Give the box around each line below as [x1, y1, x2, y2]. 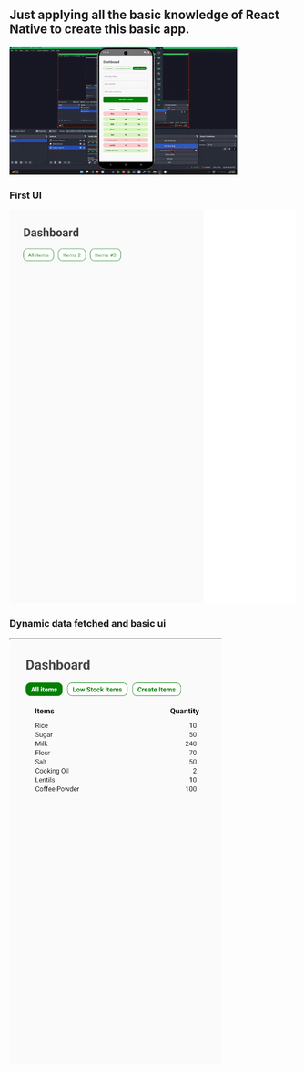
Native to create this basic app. [9, 22, 190, 37]
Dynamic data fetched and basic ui [9, 617, 167, 629]
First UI [9, 189, 43, 202]
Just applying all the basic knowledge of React [9, 7, 279, 23]
